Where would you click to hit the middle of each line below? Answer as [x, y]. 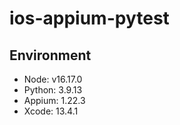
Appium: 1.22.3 [54, 100]
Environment [50, 55]
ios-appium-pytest [89, 18]
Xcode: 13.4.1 [51, 111]
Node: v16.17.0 [53, 79]
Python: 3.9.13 [53, 90]
